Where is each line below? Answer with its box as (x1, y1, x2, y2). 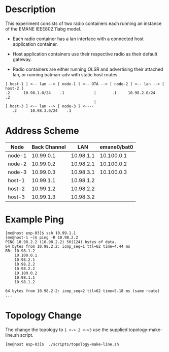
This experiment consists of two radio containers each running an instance (5, 20, 162, 26)
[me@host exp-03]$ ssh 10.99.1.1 (5, 230, 76, 236)
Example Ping (5, 214, 64, 225)
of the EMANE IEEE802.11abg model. (5, 25, 82, 32)
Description (5, 4, 56, 15)
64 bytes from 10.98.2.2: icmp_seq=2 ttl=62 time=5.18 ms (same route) (5, 288, 160, 294)
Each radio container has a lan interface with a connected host (12, 36, 144, 42)
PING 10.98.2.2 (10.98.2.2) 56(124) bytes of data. (5, 239, 117, 245)
